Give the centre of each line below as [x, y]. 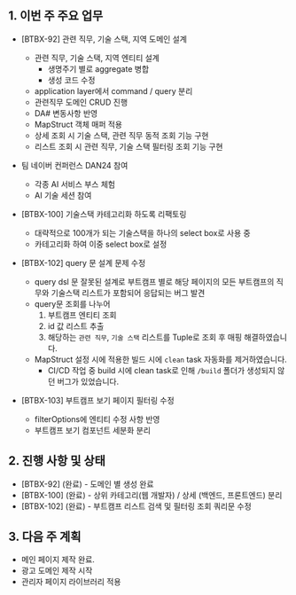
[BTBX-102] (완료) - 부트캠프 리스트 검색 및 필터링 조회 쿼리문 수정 [136, 506]
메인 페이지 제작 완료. [58, 560]
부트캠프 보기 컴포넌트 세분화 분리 [93, 430]
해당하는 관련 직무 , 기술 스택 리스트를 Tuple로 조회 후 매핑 [145, 337]
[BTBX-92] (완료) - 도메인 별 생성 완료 [87, 484]
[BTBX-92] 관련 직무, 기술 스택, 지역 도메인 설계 [104, 39]
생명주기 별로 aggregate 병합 [98, 68]
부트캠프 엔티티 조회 [82, 315]
